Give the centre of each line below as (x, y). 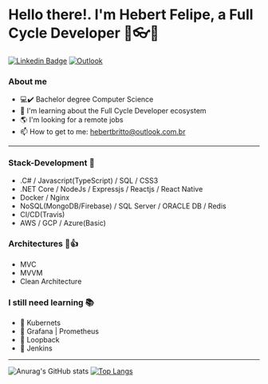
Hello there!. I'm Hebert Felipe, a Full (131, 15)
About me (28, 81)
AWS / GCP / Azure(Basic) (63, 223)
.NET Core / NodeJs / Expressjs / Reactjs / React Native (111, 188)
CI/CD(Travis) (42, 214)
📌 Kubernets (40, 323)
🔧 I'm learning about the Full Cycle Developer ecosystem (113, 111)
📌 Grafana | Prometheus (59, 331)
